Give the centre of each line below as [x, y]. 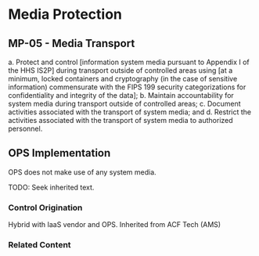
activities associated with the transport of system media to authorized [121, 120]
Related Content [40, 245]
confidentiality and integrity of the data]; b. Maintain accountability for [121, 95]
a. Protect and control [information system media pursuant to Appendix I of [129, 62]
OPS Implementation [59, 153]
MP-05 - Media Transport [72, 43]
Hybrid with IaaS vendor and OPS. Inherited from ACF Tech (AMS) [115, 225]
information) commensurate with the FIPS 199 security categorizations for [127, 87]
